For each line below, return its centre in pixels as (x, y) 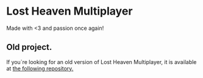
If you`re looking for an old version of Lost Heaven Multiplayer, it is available (101, 62)
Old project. (29, 47)
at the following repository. (40, 68)
